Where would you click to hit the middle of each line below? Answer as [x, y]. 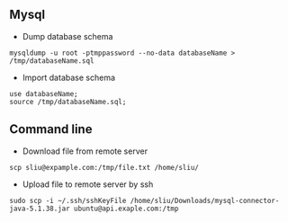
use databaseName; [44, 93]
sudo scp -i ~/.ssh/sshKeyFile [68, 200]
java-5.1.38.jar [40, 209]
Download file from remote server [85, 151]
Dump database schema [67, 36]
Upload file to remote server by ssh [88, 184]
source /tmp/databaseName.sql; [68, 102]
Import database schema [68, 77]
